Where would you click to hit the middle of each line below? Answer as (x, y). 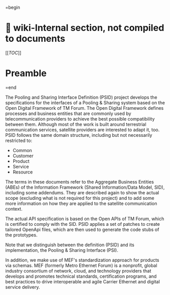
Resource (23, 172)
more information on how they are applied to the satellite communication (81, 203)
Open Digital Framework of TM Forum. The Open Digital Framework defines (84, 108)
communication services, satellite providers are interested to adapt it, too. (82, 130)
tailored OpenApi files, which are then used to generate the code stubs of (82, 229)
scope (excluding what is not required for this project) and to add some (80, 198)
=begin (13, 7)
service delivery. (23, 287)
